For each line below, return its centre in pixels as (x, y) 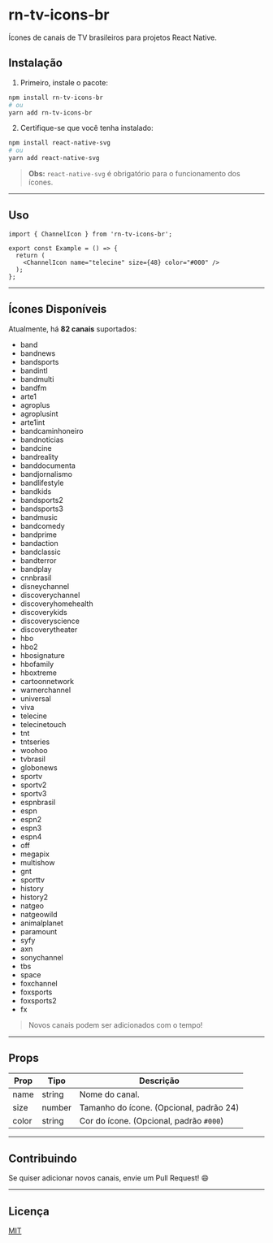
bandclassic (40, 552)
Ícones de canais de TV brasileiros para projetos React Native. (113, 37)
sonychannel (41, 957)
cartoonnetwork (47, 681)
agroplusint (39, 414)
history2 (34, 897)
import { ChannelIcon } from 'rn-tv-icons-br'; (91, 234)
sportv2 (33, 785)
